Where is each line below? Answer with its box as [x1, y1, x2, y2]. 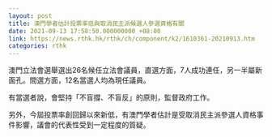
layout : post [8, 11, 53, 20]
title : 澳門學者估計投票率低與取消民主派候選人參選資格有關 [8, 19, 185, 28]
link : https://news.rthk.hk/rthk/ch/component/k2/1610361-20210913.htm [8, 34, 255, 43]
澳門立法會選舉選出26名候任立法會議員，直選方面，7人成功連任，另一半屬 [8, 66, 256, 75]
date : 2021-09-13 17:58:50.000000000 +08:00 [8, 27, 161, 35]
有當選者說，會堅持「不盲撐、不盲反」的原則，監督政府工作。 [8, 92, 215, 102]
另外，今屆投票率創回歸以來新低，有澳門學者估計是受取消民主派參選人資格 [8, 110, 257, 120]
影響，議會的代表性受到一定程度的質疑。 [15, 120, 151, 130]
